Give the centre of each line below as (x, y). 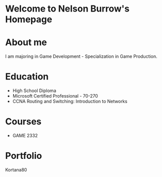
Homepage (29, 19)
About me (26, 42)
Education (27, 77)
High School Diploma (34, 91)
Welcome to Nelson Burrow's (67, 9)
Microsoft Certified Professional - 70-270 (55, 96)
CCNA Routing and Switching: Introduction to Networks (70, 102)
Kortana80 (16, 169)
